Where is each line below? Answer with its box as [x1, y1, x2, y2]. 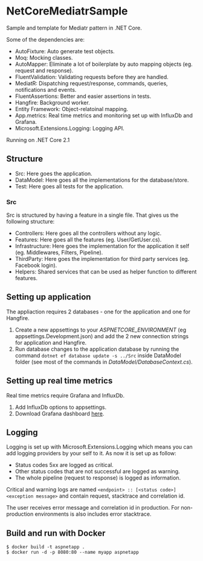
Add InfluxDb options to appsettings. [14, 403, 107, 411]
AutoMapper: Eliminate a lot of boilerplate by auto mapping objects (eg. [14, 60, 193, 68]
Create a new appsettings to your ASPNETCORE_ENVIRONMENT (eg [14, 326, 187, 333]
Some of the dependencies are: [6, 36, 85, 43]
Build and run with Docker [6, 528, 106, 538]
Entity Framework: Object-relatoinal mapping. [14, 105, 129, 112]
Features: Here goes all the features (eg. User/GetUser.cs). [14, 236, 162, 243]
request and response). [14, 66, 74, 74]
